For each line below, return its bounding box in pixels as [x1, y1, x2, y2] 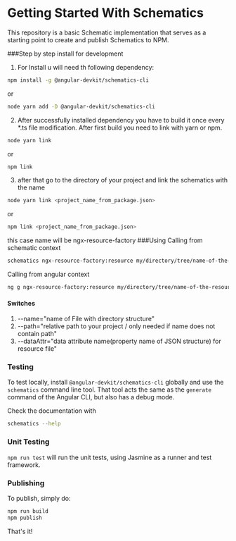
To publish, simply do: [7, 494, 71, 502]
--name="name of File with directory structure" [17, 315, 155, 323]
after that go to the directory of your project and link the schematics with [17, 176, 228, 185]
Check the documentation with [7, 406, 96, 415]
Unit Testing [7, 437, 50, 447]
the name [17, 183, 46, 192]
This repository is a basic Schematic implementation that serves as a [7, 28, 206, 37]
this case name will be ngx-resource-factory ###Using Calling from [7, 236, 203, 244]
